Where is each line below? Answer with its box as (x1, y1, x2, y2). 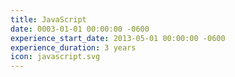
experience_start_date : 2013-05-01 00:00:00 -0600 (10, 33, 226, 43)
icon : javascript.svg (10, 52, 101, 62)
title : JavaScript (10, 14, 87, 25)
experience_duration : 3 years (10, 42, 137, 53)
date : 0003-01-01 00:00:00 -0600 (10, 24, 150, 34)
